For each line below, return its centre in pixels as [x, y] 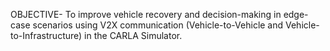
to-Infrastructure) [46, 35]
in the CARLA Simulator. [133, 35]
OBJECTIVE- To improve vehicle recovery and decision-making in [146, 14]
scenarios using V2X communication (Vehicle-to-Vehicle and [158, 25]
